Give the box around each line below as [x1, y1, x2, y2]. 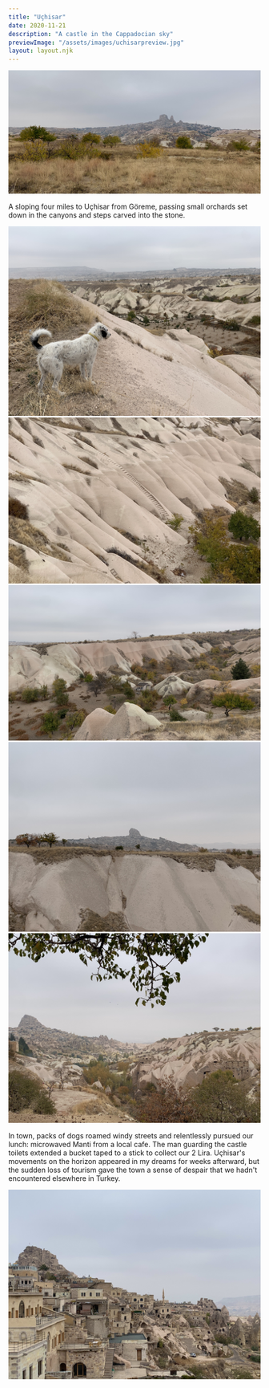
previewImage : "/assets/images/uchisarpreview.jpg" [8, 39, 184, 47]
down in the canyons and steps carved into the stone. [8, 210, 186, 220]
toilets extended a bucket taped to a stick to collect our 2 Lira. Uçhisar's [8, 1148, 246, 1158]
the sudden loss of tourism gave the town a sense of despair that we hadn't [8, 1165, 258, 1175]
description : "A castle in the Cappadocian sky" [8, 30, 174, 38]
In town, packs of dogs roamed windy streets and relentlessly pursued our [8, 1131, 254, 1141]
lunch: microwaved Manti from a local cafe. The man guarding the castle [8, 1140, 247, 1150]
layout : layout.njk [8, 47, 74, 55]
